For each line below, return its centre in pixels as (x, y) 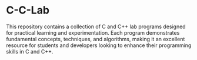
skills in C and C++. (30, 51)
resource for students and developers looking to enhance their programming (99, 45)
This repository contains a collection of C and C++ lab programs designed (96, 26)
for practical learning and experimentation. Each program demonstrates (93, 32)
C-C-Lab (28, 10)
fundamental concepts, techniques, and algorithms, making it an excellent (96, 39)
